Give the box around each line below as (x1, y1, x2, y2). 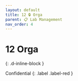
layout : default (5, 7, 40, 13)
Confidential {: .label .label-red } (5, 70, 73, 76)
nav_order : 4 (5, 21, 33, 27)
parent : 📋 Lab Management (5, 17, 63, 22)
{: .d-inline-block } (5, 61, 45, 67)
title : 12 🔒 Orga (5, 12, 43, 17)
